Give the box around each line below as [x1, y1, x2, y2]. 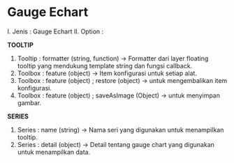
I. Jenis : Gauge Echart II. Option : [7, 27, 104, 36]
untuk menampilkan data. [17, 148, 91, 156]
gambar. [17, 98, 42, 107]
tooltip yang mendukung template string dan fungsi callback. [17, 61, 193, 70]
